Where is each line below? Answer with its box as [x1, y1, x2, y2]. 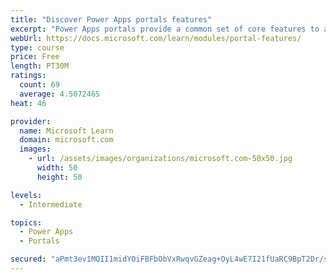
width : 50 [36, 163, 78, 173]
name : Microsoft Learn [19, 126, 114, 136]
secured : [10, 254, 47, 265]
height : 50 [36, 172, 83, 182]
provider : [10, 116, 52, 126]
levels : [10, 190, 43, 200]
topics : [10, 217, 43, 228]
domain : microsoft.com [19, 135, 114, 145]
